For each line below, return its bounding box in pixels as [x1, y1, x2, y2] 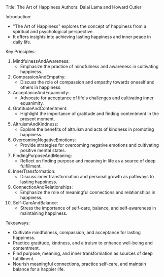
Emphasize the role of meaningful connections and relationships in [20, 190, 156, 195]
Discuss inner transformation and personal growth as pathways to [20, 174, 154, 179]
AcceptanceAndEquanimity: [12, 90, 69, 95]
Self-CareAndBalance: [12, 200, 58, 205]
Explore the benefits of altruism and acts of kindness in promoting [20, 126, 154, 132]
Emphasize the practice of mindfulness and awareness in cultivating [20, 64, 159, 69]
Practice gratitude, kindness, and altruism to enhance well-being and [12, 240, 153, 246]
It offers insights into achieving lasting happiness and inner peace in [12, 34, 151, 40]
